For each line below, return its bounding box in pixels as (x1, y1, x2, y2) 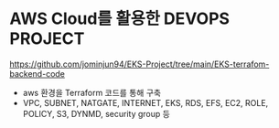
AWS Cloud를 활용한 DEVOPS (9, 8, 231, 29)
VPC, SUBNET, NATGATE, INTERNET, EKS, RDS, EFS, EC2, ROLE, (22, 97, 269, 108)
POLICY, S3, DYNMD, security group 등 (22, 108, 171, 119)
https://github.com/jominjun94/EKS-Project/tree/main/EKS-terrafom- (9, 59, 270, 69)
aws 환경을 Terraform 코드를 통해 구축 (22, 87, 162, 98)
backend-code (9, 68, 66, 79)
